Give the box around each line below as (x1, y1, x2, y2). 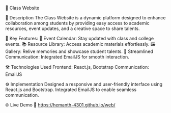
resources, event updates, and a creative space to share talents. (5, 25, 140, 32)
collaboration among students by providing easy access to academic (5, 20, 150, 26)
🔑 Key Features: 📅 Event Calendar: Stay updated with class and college (5, 36, 154, 41)
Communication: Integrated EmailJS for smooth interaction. (5, 54, 130, 60)
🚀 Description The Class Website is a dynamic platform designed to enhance (5, 15, 166, 20)
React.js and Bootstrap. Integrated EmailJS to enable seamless (5, 87, 136, 93)
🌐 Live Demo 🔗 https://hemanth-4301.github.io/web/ (5, 102, 116, 108)
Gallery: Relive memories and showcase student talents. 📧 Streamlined (5, 48, 154, 54)
